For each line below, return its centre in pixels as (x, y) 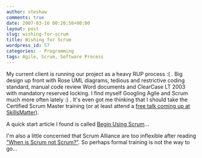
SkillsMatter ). (23, 112)
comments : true (25, 17)
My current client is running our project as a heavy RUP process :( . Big (94, 74)
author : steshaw (27, 12)
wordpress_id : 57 (28, 46)
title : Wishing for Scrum (39, 40)
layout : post (23, 29)
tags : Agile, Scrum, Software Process (55, 57)
